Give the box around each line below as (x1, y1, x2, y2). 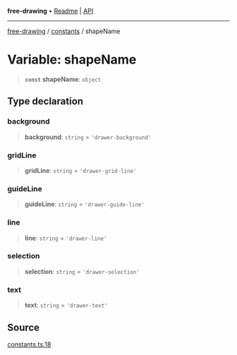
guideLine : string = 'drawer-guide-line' (24, 200, 145, 208)
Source (7, 321, 40, 333)
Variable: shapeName (7, 52, 137, 68)
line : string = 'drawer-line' (24, 234, 107, 242)
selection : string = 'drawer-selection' (24, 267, 140, 275)
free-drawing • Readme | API (7, 7, 94, 15)
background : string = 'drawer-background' (24, 133, 152, 141)
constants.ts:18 (7, 339, 51, 349)
